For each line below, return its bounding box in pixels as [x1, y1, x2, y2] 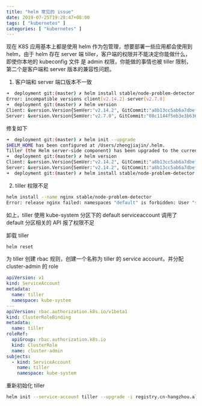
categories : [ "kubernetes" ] [6, 25, 82, 32]
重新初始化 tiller [6, 382, 45, 389]
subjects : [6, 354, 31, 360]
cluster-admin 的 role [6, 263, 59, 270]
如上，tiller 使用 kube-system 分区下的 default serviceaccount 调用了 [6, 211, 177, 218]
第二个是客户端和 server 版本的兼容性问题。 [6, 66, 115, 73]
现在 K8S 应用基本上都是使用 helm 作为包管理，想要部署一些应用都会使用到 [6, 43, 192, 50]
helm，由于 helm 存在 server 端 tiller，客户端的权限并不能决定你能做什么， [6, 51, 191, 58]
